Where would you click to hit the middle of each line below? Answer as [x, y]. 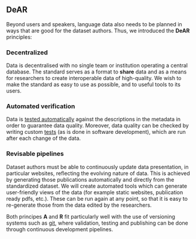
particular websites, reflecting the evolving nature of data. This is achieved [98, 173]
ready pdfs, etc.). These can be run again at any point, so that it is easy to [97, 198]
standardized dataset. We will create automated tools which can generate [97, 186]
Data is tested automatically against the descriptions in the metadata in [94, 119]
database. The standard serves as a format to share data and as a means [97, 72]
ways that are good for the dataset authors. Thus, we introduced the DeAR [98, 30]
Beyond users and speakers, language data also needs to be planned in [94, 24]
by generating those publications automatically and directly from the [90, 179]
